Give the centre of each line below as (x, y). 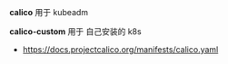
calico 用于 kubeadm (49, 12)
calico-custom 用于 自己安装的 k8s (76, 32)
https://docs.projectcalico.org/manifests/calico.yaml (120, 50)
